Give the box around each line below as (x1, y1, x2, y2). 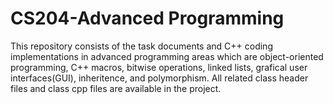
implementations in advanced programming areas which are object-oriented (10, 50, 324, 62)
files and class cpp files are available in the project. (10, 82, 222, 94)
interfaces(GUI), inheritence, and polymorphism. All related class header (10, 72, 309, 84)
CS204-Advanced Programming (10, 7, 285, 30)
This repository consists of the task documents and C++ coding (10, 40, 273, 52)
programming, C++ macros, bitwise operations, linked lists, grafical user (10, 61, 308, 73)
